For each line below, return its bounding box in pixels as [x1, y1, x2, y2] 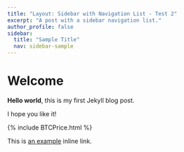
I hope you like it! [7, 109, 57, 118]
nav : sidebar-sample [13, 43, 74, 50]
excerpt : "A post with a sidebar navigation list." [7, 17, 162, 24]
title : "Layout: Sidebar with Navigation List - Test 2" [7, 10, 178, 18]
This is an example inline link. [7, 137, 93, 145]
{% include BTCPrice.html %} [7, 123, 93, 132]
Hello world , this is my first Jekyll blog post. [7, 96, 135, 104]
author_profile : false [7, 23, 74, 30]
